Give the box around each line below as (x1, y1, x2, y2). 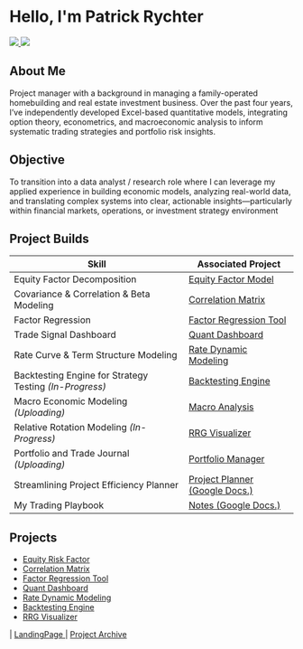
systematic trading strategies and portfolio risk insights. (9, 126, 216, 136)
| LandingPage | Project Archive (9, 629, 128, 640)
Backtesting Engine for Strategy (14, 369, 149, 381)
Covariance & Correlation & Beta (14, 287, 151, 300)
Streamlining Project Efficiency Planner (14, 479, 179, 492)
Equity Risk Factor (22, 554, 90, 565)
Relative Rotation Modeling (14, 421, 128, 434)
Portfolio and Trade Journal (14, 447, 130, 460)
